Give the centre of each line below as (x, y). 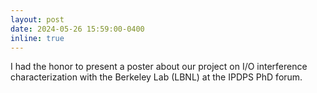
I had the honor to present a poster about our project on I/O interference (159, 67)
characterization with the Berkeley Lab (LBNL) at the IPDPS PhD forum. (156, 77)
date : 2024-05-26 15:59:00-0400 (77, 29)
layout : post (37, 19)
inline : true (37, 38)
